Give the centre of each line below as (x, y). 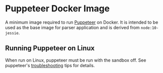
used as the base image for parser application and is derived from (73, 27)
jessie (12, 33)
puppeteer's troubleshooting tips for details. (50, 65)
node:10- (150, 28)
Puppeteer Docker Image (57, 9)
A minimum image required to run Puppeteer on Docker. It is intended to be (82, 22)
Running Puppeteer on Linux (50, 48)
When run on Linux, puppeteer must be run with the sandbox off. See (76, 60)
